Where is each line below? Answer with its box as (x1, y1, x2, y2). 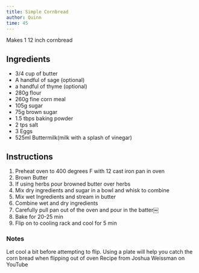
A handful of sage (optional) (14, 77, 85, 84)
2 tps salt (14, 121, 39, 128)
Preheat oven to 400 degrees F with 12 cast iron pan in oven (14, 168, 165, 175)
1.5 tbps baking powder (14, 115, 74, 122)
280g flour (14, 89, 42, 96)
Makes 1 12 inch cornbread (6, 37, 73, 44)
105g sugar (14, 102, 43, 109)
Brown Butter (14, 174, 48, 181)
